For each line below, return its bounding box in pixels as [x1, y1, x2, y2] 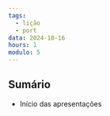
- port [15, 26, 37, 34]
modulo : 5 [8, 48, 41, 56]
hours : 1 [8, 41, 37, 49]
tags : [8, 11, 26, 20]
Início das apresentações [19, 99, 102, 108]
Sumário [8, 78, 51, 91]
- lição [15, 19, 41, 27]
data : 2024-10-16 [8, 33, 66, 42]
